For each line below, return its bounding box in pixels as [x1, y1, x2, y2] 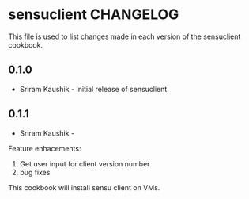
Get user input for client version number [19, 159, 150, 168]
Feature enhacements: [8, 144, 81, 153]
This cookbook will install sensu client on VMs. [8, 182, 160, 192]
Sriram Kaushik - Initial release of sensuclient [19, 84, 168, 94]
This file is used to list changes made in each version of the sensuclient [8, 32, 241, 41]
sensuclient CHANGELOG [8, 6, 179, 24]
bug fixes [19, 167, 51, 177]
